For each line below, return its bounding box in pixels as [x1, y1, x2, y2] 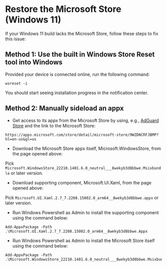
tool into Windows [5, 58, 63, 67]
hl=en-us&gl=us [5, 136, 37, 141]
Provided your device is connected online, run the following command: [5, 71, 150, 77]
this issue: [5, 36, 26, 42]
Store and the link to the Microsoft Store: [12, 123, 96, 129]
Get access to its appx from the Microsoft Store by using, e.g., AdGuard [12, 117, 159, 123]
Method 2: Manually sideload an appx [5, 104, 124, 113]
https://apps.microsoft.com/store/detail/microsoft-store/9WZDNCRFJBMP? [5, 132, 159, 137]
